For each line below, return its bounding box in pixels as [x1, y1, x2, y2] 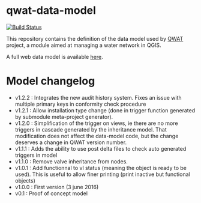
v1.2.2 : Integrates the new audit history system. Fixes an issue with [14, 94, 182, 101]
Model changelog [6, 74, 95, 88]
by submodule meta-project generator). [14, 113, 113, 120]
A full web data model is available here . [6, 53, 103, 60]
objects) [14, 177, 36, 184]
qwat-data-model [6, 4, 96, 17]
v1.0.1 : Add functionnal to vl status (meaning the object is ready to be [14, 164, 187, 171]
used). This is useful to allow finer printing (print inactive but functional [14, 171, 190, 178]
